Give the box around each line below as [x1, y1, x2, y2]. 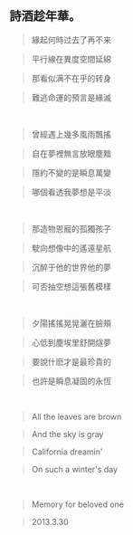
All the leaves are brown [31, 411, 122, 422]
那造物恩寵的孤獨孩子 [31, 223, 111, 234]
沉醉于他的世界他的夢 [31, 262, 111, 272]
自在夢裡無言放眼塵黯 [31, 148, 111, 158]
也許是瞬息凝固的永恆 [31, 375, 111, 387]
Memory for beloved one [31, 499, 125, 510]
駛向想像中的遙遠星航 [31, 243, 111, 253]
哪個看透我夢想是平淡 [31, 186, 111, 197]
